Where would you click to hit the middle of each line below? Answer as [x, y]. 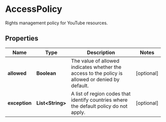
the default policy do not [99, 106]
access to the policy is [97, 73]
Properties [22, 38]
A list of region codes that [101, 94]
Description [101, 52]
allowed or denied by [95, 79]
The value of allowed [95, 61]
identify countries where [99, 100]
